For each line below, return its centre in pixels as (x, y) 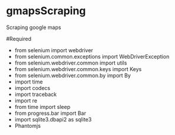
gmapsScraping (46, 11)
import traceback (36, 94)
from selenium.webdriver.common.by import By (73, 75)
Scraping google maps (34, 27)
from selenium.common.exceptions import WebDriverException (92, 56)
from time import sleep (43, 107)
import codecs (32, 88)
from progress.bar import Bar (50, 113)
